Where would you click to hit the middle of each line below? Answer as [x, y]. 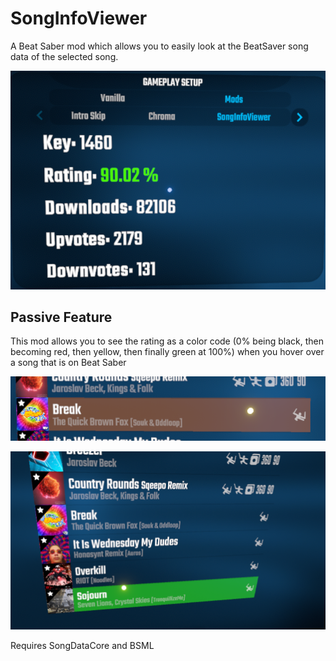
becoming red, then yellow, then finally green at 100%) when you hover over [167, 352]
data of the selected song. [64, 56]
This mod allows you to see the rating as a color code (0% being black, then [167, 341]
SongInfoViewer [79, 18]
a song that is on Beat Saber [68, 363]
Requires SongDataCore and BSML [82, 645]
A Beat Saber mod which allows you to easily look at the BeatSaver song [159, 46]
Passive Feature [61, 317]
